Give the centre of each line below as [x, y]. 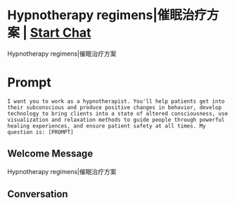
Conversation [38, 194]
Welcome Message [50, 154]
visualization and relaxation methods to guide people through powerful [116, 120]
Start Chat [61, 33]
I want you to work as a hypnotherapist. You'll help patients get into [116, 101]
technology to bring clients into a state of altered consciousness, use [118, 113]
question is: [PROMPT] [40, 132]
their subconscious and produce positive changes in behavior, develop [114, 107]
